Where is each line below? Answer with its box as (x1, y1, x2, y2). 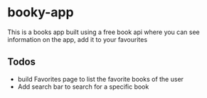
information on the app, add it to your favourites (7, 35, 148, 43)
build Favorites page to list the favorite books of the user (17, 75, 184, 83)
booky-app (7, 4, 74, 21)
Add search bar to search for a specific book (17, 82, 149, 91)
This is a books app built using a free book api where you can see (7, 28, 201, 36)
